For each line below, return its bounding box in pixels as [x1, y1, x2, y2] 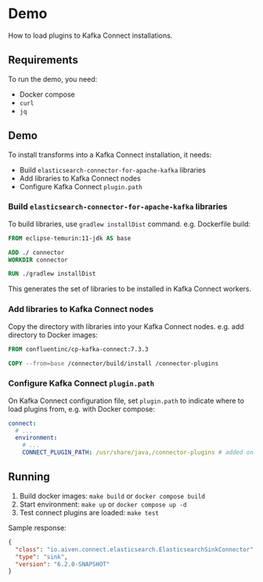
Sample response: [8, 523, 67, 533]
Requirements [8, 53, 78, 67]
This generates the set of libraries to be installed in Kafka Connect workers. [8, 284, 252, 294]
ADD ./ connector [8, 248, 65, 256]
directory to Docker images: [8, 330, 98, 339]
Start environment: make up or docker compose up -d [19, 500, 187, 509]
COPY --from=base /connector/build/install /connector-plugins [8, 359, 219, 368]
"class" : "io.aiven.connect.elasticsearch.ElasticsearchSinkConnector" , [15, 545, 258, 554]
